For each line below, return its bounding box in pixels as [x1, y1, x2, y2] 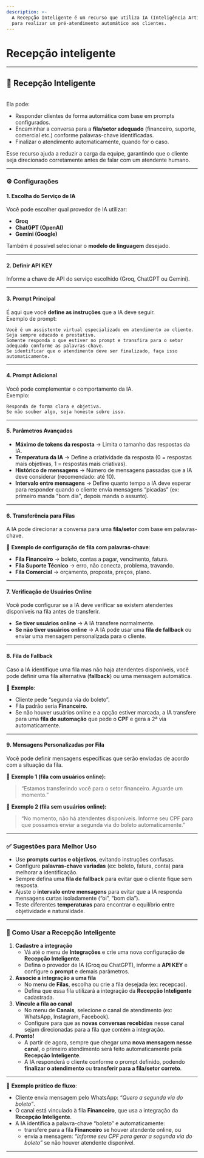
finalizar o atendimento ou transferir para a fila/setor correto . [24, 1064, 182, 1072]
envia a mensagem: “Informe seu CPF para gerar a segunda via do [24, 1132, 192, 1140]
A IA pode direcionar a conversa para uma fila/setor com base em [6, 526, 172, 533]
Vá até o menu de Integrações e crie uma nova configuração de [24, 948, 185, 956]
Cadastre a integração [15, 942, 73, 950]
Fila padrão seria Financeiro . [15, 702, 88, 710]
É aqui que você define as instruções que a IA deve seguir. [6, 308, 155, 316]
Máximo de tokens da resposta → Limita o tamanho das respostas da [15, 441, 190, 448]
